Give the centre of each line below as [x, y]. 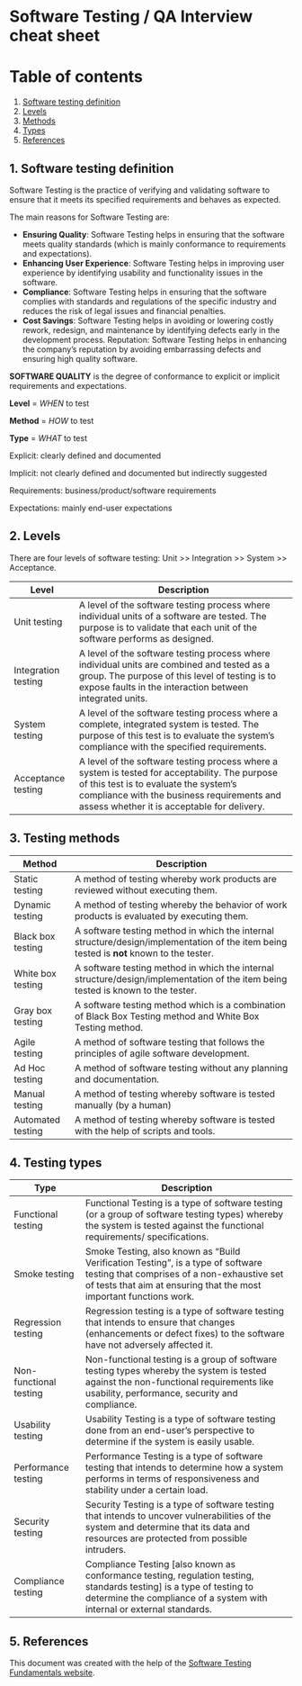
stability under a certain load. [147, 1490]
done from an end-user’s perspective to [170, 1430]
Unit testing [38, 621]
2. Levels [35, 536]
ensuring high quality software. [80, 358]
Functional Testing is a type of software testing [184, 1204]
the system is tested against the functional [174, 1226]
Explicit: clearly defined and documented [85, 455]
